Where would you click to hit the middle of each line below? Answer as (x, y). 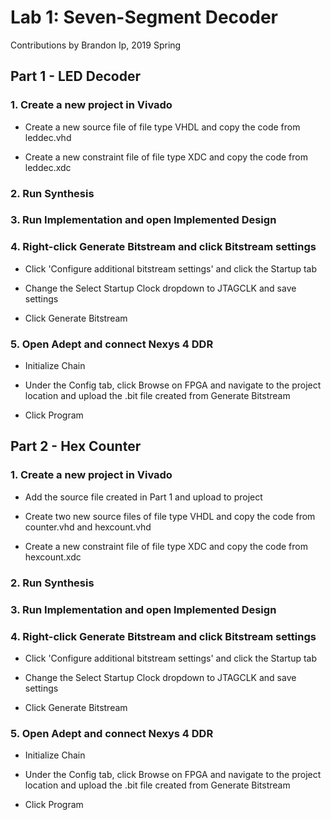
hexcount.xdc (53, 557)
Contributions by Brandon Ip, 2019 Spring (96, 45)
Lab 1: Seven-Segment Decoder (144, 17)
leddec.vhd (48, 137)
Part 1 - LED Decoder (75, 76)
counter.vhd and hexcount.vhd (88, 527)
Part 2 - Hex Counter (76, 446)
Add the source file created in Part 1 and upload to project (143, 497)
